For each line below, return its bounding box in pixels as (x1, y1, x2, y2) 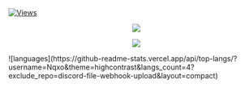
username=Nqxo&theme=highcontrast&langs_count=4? (8, 62, 195, 72)
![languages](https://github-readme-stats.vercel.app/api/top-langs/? (8, 54, 238, 63)
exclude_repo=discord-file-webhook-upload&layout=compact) (8, 71, 219, 80)
